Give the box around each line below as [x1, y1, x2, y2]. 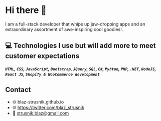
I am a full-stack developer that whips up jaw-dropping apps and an [5, 21, 145, 27]
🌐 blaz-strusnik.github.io [12, 98, 64, 104]
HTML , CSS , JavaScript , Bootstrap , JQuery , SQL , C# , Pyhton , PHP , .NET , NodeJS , [5, 65, 156, 71]
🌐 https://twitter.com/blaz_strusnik [12, 104, 84, 110]
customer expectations [5, 52, 80, 60]
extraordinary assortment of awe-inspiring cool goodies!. [5, 26, 123, 32]
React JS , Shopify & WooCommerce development [5, 71, 100, 77]
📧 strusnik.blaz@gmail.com [12, 110, 69, 116]
